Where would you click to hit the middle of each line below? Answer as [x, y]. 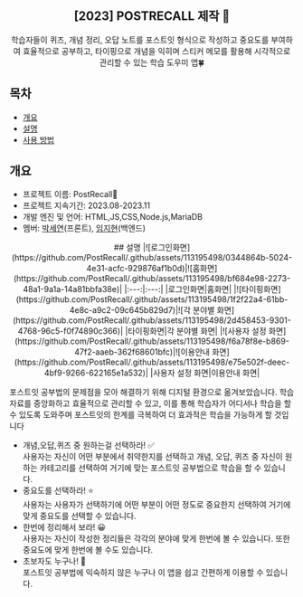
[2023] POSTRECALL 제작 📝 [152, 16]
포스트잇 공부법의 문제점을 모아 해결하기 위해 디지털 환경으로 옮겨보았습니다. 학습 [152, 393]
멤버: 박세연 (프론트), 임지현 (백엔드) [84, 228]
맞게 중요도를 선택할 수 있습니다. [79, 516]
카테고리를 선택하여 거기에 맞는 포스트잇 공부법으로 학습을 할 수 [151, 468]
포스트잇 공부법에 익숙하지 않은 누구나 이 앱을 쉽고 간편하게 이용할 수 [143, 573]
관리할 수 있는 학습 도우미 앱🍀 [152, 62]
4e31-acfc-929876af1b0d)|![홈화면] [152, 269]
